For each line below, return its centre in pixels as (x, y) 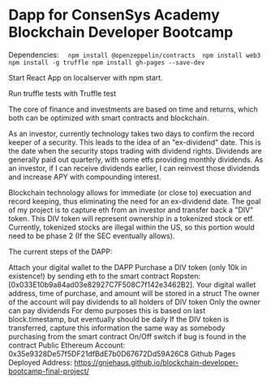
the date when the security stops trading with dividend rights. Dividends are (135, 151)
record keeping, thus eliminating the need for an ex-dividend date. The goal (135, 201)
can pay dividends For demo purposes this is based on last (107, 310)
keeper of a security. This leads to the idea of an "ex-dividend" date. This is (135, 142)
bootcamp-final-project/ (49, 371)
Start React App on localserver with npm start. (86, 77)
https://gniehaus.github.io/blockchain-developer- (157, 362)
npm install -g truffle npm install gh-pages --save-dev (107, 63)
